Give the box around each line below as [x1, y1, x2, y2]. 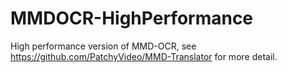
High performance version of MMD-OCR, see [10, 40, 197, 52]
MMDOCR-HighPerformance [10, 7, 254, 30]
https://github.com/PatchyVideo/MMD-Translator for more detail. [10, 50, 278, 62]
